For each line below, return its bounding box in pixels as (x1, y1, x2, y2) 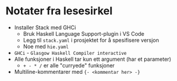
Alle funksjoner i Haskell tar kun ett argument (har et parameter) (14, 55, 172, 63)
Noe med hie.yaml (23, 43, 69, 50)
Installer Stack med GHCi (14, 24, 76, 31)
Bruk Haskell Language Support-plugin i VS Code (23, 30, 145, 37)
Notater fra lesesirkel (5, 4, 113, 18)
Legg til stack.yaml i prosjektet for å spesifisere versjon (23, 36, 159, 43)
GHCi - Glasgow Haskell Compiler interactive (14, 49, 127, 56)
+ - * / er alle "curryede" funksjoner (23, 61, 115, 69)
